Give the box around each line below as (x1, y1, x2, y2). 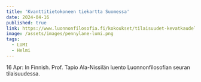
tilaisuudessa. (6, 70, 40, 77)
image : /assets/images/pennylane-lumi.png (6, 31, 114, 37)
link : (6, 25, 20, 31)
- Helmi (11, 48, 31, 53)
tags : (6, 36, 20, 42)
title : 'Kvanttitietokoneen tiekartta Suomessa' (6, 8, 130, 15)
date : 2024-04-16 (6, 14, 50, 20)
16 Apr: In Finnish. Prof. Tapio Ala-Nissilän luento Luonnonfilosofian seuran (6, 64, 190, 71)
